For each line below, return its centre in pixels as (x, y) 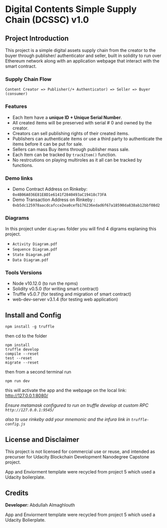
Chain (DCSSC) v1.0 (47, 20)
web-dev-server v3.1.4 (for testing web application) (65, 299)
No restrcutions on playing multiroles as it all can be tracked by (77, 160)
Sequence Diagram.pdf (35, 249)
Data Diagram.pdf (30, 260)
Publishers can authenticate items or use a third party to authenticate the (87, 138)
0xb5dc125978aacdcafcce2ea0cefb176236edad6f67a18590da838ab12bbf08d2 (86, 205)
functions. (23, 165)
